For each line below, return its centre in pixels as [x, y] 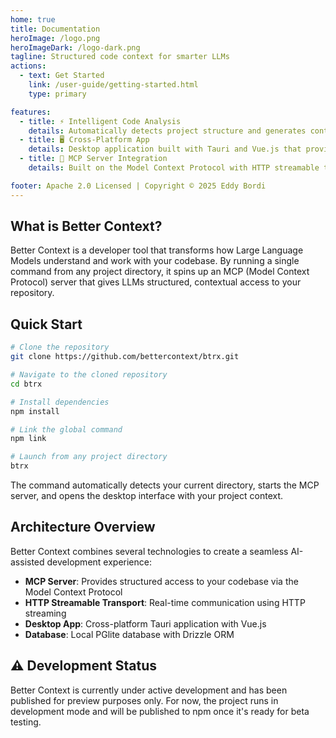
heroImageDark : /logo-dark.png [75, 47]
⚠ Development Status [84, 666]
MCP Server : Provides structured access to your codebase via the [161, 581]
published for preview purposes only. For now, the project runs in [144, 700]
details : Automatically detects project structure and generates [167, 131]
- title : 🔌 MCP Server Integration [93, 159]
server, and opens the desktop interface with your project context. [147, 495]
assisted [27, 562]
